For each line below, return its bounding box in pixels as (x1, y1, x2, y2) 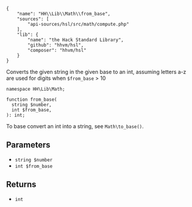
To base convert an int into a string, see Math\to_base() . (6, 123, 144, 129)
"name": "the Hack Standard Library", (27, 37, 124, 43)
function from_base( (6, 97, 58, 103)
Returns (6, 180, 37, 190)
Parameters (6, 140, 51, 150)
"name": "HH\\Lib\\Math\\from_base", (17, 11, 111, 17)
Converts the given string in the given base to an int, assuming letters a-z (6, 69, 187, 75)
